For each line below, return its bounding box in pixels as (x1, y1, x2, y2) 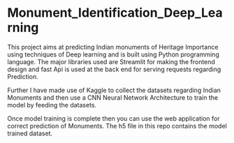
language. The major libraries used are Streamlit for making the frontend (7, 57, 215, 66)
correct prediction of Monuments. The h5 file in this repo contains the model (7, 121, 227, 130)
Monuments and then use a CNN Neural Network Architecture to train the (7, 93, 219, 102)
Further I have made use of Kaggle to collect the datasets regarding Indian (7, 86, 221, 94)
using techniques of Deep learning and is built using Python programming (7, 50, 220, 59)
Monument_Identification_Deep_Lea (7, 5, 224, 21)
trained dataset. (7, 129, 53, 137)
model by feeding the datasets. (7, 100, 96, 109)
